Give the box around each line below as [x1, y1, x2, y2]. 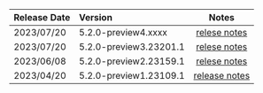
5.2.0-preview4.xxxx [79, 27, 168, 38]
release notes [193, 70, 251, 81]
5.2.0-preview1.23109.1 [79, 70, 185, 81]
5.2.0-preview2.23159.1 [79, 55, 185, 67]
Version [79, 12, 113, 23]
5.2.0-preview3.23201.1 [79, 41, 185, 52]
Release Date [13, 12, 71, 23]
